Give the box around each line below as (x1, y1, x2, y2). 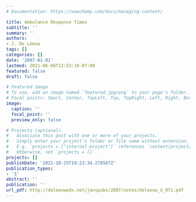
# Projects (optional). (6, 127, 64, 133)
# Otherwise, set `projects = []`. (6, 149, 98, 155)
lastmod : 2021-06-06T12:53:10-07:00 (6, 63, 95, 69)
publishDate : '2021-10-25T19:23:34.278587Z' (6, 160, 116, 166)
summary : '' (6, 30, 35, 36)
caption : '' (11, 106, 41, 112)
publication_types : (6, 165, 54, 172)
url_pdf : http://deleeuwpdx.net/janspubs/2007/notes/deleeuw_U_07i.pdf (6, 187, 184, 193)
